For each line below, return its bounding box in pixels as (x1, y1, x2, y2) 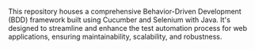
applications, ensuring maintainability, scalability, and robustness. (8, 32, 223, 41)
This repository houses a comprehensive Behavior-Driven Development (8, 7, 242, 16)
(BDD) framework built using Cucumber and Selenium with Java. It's (8, 15, 231, 24)
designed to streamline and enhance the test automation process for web (8, 24, 248, 32)
